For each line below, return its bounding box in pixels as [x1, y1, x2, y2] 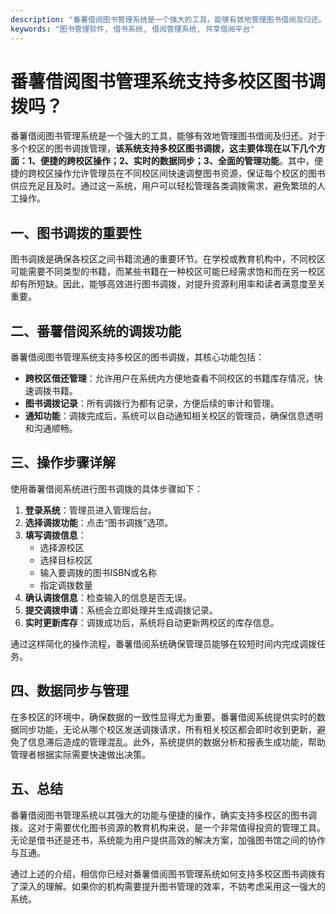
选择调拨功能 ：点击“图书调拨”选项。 [24, 516, 174, 528]
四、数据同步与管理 [10, 682, 129, 700]
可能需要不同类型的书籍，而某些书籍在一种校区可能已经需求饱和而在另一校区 [10, 266, 326, 278]
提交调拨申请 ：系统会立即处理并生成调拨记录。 [24, 604, 218, 616]
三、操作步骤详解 [10, 454, 116, 471]
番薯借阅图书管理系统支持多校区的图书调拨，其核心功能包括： [10, 351, 265, 363]
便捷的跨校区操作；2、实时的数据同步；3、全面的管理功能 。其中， [40, 155, 315, 167]
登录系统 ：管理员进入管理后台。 [24, 504, 157, 516]
